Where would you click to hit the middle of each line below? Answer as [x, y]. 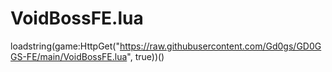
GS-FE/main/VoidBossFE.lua [69, 56]
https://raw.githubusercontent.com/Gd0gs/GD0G [220, 46]
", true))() [145, 56]
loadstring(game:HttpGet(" [65, 46]
